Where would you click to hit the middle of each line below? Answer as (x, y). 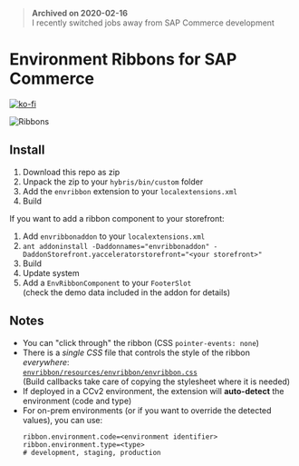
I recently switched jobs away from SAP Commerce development (153, 23)
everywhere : (46, 362)
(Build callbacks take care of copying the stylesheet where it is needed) (156, 382)
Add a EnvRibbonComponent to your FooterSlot (107, 283)
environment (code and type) (77, 401)
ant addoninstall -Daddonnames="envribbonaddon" (116, 246)
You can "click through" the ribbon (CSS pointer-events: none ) (141, 342)
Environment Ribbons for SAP (123, 59)
